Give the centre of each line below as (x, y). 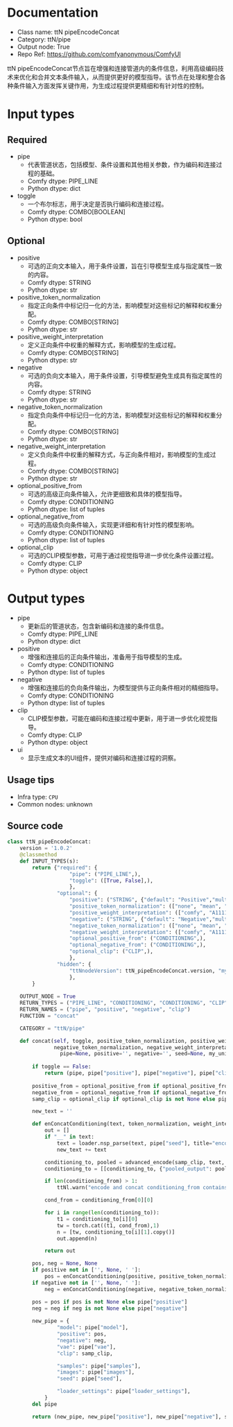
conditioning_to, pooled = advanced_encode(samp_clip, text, (135, 1162)
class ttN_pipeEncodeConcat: (49, 842)
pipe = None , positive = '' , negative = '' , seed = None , (133, 1054)
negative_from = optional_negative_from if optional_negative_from (131, 1092)
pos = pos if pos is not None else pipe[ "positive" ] (110, 1301)
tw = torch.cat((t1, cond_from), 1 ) (108, 1225)
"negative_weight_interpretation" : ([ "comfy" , (138, 932)
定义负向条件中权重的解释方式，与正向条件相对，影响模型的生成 (119, 454)
